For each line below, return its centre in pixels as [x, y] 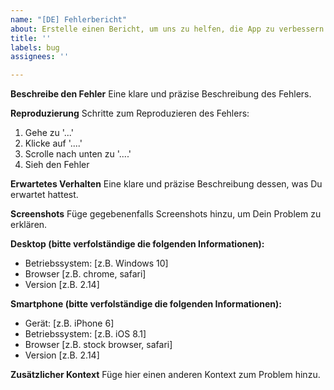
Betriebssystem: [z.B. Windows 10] [96, 263]
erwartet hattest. [44, 195]
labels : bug [35, 47]
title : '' [31, 38]
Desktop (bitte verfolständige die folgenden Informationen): [137, 244]
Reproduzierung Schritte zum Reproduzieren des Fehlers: [130, 113]
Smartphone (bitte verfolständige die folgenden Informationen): [146, 304]
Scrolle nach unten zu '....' [78, 154]
